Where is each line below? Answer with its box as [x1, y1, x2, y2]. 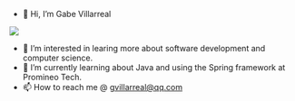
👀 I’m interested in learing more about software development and [22, 43, 266, 53]
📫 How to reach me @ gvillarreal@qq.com [22, 82, 183, 92]
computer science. [22, 52, 93, 63]
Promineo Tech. [22, 72, 83, 82]
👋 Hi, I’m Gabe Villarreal [22, 9, 112, 19]
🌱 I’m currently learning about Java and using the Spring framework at [22, 62, 286, 72]
